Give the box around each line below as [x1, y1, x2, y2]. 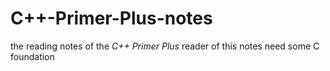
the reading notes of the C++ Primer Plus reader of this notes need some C [10, 40, 320, 52]
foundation [10, 50, 55, 62]
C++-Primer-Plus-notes [10, 7, 213, 30]
